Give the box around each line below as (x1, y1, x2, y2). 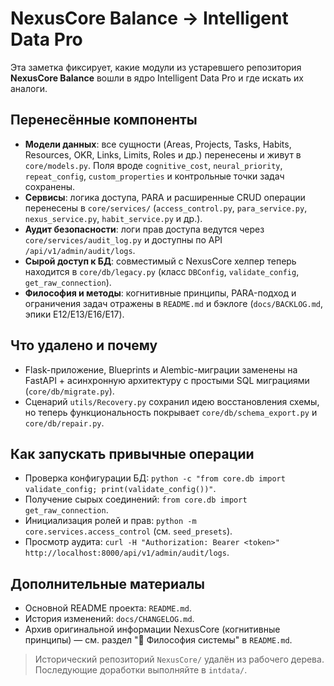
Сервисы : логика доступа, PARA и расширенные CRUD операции (24, 191, 306, 203)
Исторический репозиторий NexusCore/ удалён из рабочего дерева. (34, 653, 325, 666)
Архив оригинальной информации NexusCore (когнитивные (24, 623, 281, 636)
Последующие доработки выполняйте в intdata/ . (34, 664, 248, 676)
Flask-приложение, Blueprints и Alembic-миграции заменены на (24, 363, 298, 376)
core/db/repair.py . (24, 417, 105, 429)
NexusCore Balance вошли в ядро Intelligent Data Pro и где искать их (10, 72, 304, 84)
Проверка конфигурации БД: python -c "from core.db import (24, 472, 286, 484)
